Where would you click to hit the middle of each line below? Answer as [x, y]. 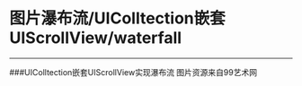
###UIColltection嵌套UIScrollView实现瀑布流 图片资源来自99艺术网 [133, 72]
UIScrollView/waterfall [96, 38]
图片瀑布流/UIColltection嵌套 [118, 18]
